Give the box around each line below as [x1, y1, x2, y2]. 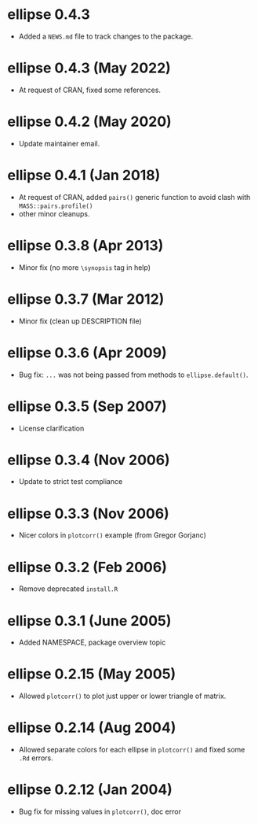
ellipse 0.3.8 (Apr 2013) [7, 236, 164, 254]
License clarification [18, 423, 85, 433]
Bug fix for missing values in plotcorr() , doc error [18, 807, 182, 816]
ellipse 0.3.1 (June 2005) [7, 612, 172, 630]
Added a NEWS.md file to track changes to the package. [18, 31, 194, 41]
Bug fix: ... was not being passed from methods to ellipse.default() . [18, 370, 249, 379]
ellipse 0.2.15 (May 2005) [7, 665, 176, 683]
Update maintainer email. [18, 139, 100, 148]
